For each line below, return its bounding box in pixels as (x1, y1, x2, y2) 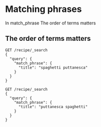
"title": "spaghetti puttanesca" (18, 65, 88, 70)
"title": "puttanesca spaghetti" (18, 104, 88, 109)
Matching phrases (5, 3, 82, 15)
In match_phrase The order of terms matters (5, 20, 96, 26)
